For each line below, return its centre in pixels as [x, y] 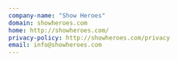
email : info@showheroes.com [55, 45]
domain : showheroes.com [48, 23]
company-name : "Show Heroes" [57, 15]
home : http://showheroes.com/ [59, 30]
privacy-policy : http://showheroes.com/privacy [89, 38]
